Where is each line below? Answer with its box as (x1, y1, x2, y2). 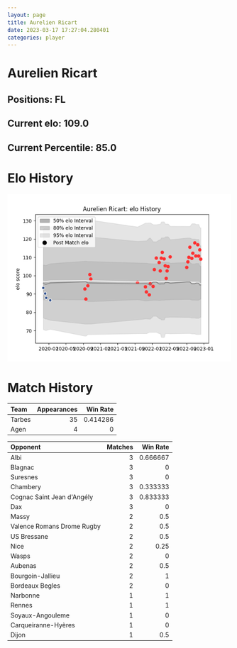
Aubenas (10, 562, 37, 570)
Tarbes (10, 415, 31, 424)
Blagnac (10, 463, 35, 471)
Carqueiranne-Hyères (10, 620, 76, 629)
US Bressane (10, 532, 48, 540)
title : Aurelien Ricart (7, 18, 78, 26)
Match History (7, 379, 94, 396)
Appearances (36, 405, 78, 413)
